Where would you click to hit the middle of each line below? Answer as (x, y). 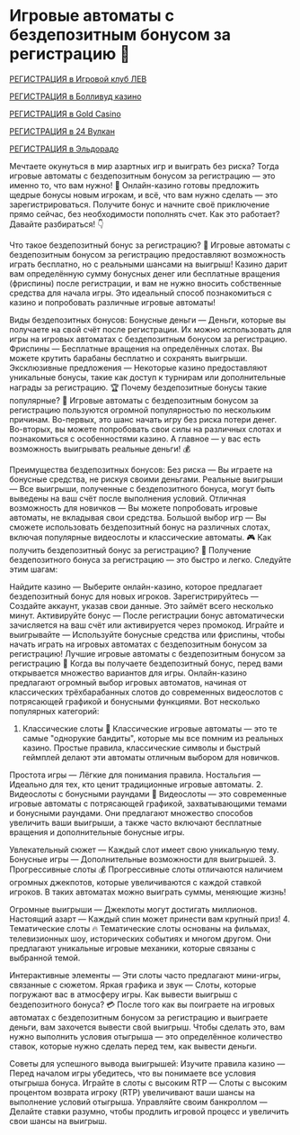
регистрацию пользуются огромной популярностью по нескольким (140, 410)
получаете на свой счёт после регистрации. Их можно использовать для (150, 329)
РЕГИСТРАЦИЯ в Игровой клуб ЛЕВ (78, 78)
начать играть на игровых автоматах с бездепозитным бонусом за (138, 644)
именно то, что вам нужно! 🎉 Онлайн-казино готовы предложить (134, 185)
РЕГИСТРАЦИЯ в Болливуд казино (75, 96)
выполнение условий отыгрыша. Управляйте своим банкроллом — (138, 1102)
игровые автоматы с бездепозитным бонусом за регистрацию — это (142, 176)
